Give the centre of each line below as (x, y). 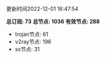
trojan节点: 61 (31, 34)
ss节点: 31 (27, 49)
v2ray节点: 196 (33, 42)
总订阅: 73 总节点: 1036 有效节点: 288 (53, 22)
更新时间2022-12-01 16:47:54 (43, 9)
